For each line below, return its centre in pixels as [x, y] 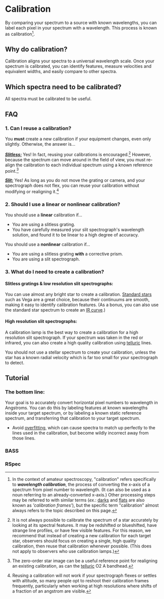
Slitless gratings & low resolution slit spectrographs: [59, 284]
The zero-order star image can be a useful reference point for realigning [85, 561]
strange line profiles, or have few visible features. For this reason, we [82, 530]
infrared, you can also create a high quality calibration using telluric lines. [79, 342]
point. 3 [12, 170]
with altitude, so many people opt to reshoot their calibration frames [80, 581]
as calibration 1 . [20, 33]
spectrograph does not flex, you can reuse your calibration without [72, 185]
